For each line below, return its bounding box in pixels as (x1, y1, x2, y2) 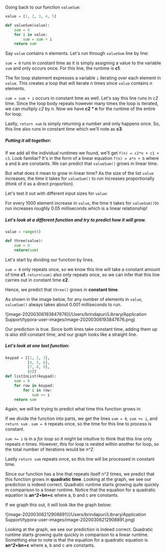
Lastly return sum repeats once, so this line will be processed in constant (5, 456, 155, 462)
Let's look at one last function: (5, 343, 70, 349)
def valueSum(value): (5, 22, 50, 28)
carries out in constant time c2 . (5, 276, 70, 283)
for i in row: (23, 388, 52, 393)
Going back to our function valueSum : (5, 4, 81, 10)
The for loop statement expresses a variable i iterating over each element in (5, 75, 161, 81)
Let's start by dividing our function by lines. (5, 257, 94, 263)
